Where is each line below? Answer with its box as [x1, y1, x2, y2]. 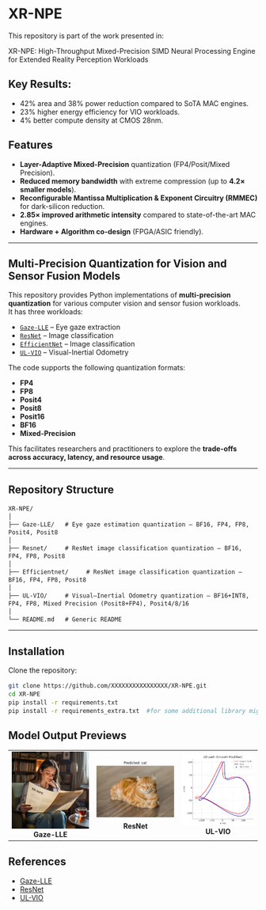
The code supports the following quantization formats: [8, 363, 186, 373]
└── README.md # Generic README [8, 616, 123, 624]
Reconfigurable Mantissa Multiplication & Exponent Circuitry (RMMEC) [19, 193, 258, 203]
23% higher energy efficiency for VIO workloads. [19, 107, 180, 116]
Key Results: [8, 78, 72, 91]
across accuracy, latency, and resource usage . [8, 453, 165, 462]
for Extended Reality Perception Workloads [8, 55, 149, 64]
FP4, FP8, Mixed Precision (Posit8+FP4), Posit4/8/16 [8, 600, 190, 608]
